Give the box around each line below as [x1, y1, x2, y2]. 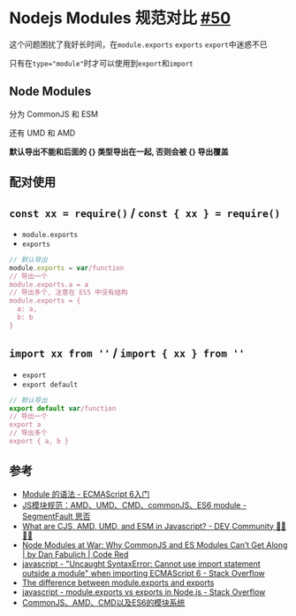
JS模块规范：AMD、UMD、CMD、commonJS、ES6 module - [21, 499, 247, 510]
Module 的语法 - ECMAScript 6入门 [21, 489, 150, 499]
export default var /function [9, 404, 117, 412]
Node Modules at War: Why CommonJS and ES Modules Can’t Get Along [21, 539, 288, 550]
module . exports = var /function [9, 263, 125, 273]
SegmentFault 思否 [21, 511, 91, 521]
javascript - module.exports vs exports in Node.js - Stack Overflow [21, 586, 266, 597]
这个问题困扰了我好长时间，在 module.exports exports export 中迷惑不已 [9, 39, 268, 50]
